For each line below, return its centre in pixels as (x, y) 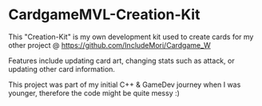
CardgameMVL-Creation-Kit (104, 15)
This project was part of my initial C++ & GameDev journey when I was (125, 84)
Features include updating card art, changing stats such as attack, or (121, 61)
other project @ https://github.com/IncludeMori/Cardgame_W (110, 45)
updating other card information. (62, 69)
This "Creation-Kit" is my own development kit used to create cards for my (131, 37)
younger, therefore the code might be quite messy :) (94, 92)
